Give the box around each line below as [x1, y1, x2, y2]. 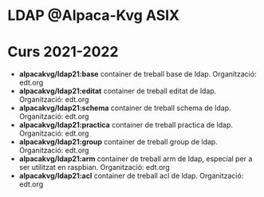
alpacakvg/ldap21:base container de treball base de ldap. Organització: [18, 69, 257, 79]
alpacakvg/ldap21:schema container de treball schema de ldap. [18, 103, 231, 113]
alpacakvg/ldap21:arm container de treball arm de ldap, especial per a [18, 154, 253, 164]
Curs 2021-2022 [7, 43, 119, 61]
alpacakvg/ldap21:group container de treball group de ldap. [18, 137, 219, 147]
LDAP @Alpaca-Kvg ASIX [7, 6, 180, 25]
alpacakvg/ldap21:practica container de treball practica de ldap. [18, 120, 233, 130]
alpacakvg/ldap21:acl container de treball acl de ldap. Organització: [18, 171, 244, 181]
